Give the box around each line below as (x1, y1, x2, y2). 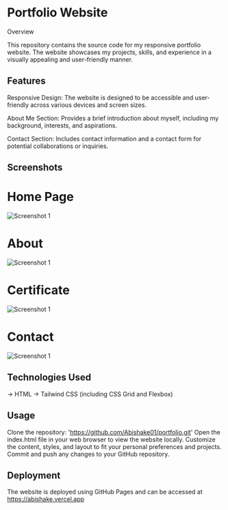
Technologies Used (7, 372, 91, 383)
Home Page (7, 189, 74, 205)
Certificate (7, 282, 70, 298)
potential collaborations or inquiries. (7, 142, 108, 150)
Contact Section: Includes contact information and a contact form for (7, 134, 202, 143)
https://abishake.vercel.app (7, 495, 84, 503)
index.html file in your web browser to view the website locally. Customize (7, 435, 216, 444)
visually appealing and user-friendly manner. (7, 55, 134, 63)
